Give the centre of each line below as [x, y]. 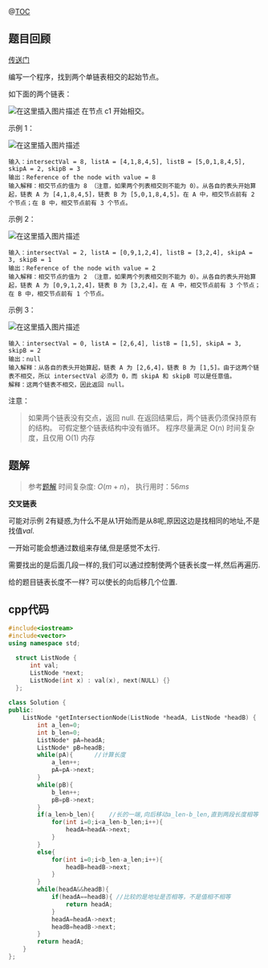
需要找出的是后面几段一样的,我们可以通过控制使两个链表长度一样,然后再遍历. [134, 565]
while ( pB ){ [55, 785]
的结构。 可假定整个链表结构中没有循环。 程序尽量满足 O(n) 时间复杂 [141, 427]
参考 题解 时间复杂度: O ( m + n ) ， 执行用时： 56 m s [109, 486]
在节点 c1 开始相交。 [115, 111]
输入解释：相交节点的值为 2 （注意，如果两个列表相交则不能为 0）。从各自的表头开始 [129, 276]
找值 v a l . [21, 530]
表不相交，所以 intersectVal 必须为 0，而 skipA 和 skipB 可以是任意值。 [122, 376]
